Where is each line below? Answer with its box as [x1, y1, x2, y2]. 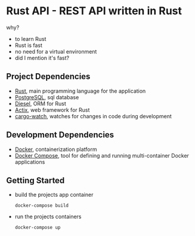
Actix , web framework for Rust [14, 106, 90, 114]
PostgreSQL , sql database [14, 93, 79, 100]
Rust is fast [14, 42, 43, 49]
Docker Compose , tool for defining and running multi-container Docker [14, 152, 190, 159]
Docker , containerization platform [14, 146, 97, 153]
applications [14, 158, 45, 165]
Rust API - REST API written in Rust [6, 4, 182, 18]
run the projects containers [14, 213, 82, 221]
